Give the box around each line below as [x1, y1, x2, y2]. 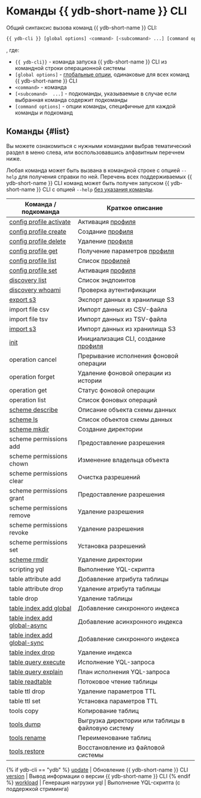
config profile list [9, 256, 57, 265]
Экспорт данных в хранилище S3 [77, 295, 175, 304]
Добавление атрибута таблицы [77, 575, 169, 583]
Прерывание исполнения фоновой [77, 352, 178, 360]
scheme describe [9, 406, 58, 414]
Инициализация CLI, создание [77, 334, 166, 343]
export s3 [9, 295, 36, 304]
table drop [9, 594, 38, 603]
